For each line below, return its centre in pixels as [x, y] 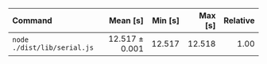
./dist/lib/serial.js [53, 48]
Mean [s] [126, 21]
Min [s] [166, 21]
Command [33, 21]
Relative [239, 21]
